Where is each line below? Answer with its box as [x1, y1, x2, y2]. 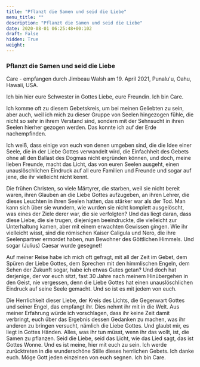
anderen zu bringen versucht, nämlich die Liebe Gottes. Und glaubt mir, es [6, 322, 189, 329]
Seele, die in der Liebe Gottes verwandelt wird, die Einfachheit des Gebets [6, 148, 189, 155]
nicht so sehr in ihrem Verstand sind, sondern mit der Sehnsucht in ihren [6, 118, 184, 125]
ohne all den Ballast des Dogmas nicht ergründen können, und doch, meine [6, 155, 191, 162]
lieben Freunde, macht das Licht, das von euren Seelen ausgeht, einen [6, 161, 180, 168]
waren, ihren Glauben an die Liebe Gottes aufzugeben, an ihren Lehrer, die [6, 192, 190, 199]
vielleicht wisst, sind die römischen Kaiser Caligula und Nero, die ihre [6, 229, 176, 236]
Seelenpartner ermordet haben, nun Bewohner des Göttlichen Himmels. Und [6, 236, 194, 243]
